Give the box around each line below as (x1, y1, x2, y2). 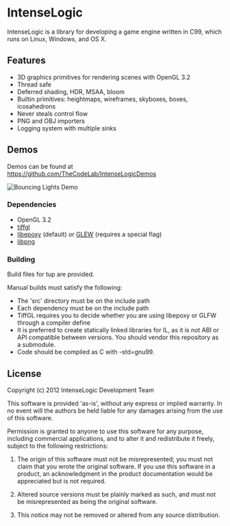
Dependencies (7, 200, 57, 209)
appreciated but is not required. (16, 477, 106, 485)
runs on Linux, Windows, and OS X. (7, 34, 107, 43)
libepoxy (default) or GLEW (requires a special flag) (16, 230, 162, 238)
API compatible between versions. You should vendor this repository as (16, 333, 219, 341)
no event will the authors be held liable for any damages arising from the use (7, 407, 223, 415)
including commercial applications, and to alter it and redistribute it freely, (7, 434, 215, 442)
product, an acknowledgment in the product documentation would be (16, 469, 214, 478)
